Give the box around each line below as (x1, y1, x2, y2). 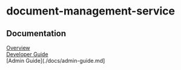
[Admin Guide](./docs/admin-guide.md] (6, 57, 105, 64)
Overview (6, 44, 30, 51)
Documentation (6, 28, 67, 39)
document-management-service (6, 4, 176, 18)
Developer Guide (6, 51, 48, 58)
